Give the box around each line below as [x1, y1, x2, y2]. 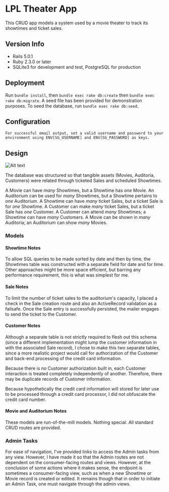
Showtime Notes [5, 245, 41, 251]
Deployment [5, 79, 45, 87]
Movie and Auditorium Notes [5, 408, 67, 414]
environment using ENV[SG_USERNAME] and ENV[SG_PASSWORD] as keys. [5, 135, 150, 141]
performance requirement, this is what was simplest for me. [5, 272, 130, 278]
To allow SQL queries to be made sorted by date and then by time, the [5, 256, 151, 262]
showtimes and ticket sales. [5, 25, 63, 31]
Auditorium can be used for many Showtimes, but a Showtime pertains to [5, 193, 157, 199]
